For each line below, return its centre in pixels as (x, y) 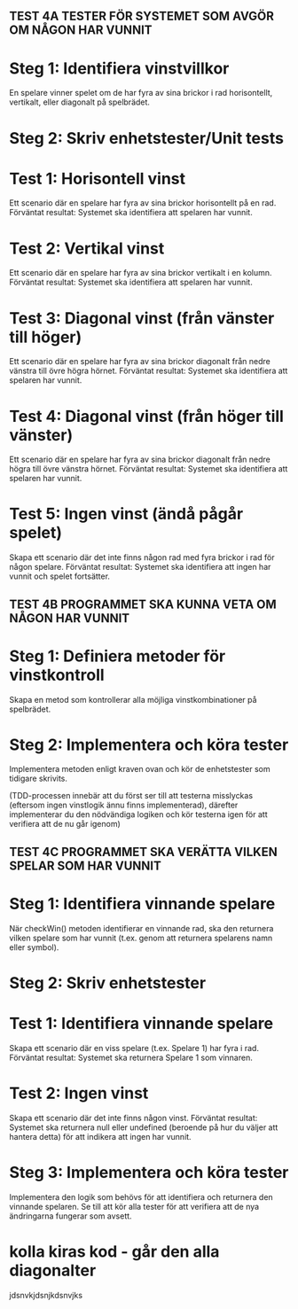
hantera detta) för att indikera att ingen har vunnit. (101, 1136)
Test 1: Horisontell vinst (98, 179)
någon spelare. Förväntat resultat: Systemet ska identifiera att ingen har (140, 567)
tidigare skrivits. (39, 779)
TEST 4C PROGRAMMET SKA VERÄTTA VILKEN (143, 852)
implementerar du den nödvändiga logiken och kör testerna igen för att (138, 814)
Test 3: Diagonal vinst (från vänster (142, 318)
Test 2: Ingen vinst (79, 1093)
